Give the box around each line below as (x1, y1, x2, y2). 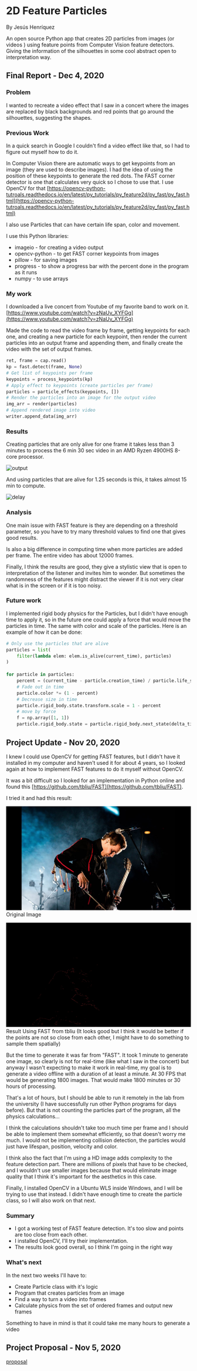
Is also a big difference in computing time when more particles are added (6, 545, 183, 553)
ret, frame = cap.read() (6, 358, 67, 364)
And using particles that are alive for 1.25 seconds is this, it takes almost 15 (6, 476, 187, 483)
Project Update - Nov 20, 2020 (6, 737, 120, 747)
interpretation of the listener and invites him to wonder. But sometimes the (6, 569, 185, 576)
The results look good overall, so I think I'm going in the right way (14, 1244, 173, 1251)
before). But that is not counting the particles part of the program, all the (6, 1106, 181, 1114)
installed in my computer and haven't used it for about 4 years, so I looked (6, 759, 186, 766)
